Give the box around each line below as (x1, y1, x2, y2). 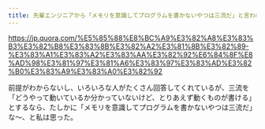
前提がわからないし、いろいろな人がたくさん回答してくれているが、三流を (8, 83, 250, 92)
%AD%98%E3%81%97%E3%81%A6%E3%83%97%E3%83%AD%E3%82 (8, 58, 252, 68)
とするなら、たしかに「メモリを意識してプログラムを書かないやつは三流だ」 (8, 102, 256, 112)
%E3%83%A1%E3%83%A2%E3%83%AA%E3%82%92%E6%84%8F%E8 (8, 50, 253, 59)
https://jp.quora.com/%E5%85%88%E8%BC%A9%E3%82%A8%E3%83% (8, 33, 254, 42)
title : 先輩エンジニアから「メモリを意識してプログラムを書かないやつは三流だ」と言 (8, 11, 250, 20)
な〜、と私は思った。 (8, 112, 77, 122)
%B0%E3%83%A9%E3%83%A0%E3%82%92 (8, 66, 163, 76)
